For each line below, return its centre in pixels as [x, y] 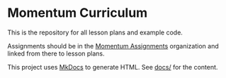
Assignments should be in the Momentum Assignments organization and [113, 46]
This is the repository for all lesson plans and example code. [95, 32]
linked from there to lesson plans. [56, 53]
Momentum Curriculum [78, 13]
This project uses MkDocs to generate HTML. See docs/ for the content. [113, 67]
